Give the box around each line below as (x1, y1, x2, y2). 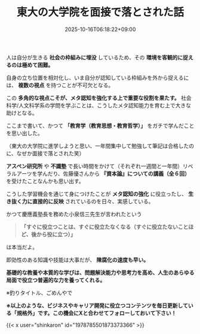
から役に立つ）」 (36, 230, 76, 237)
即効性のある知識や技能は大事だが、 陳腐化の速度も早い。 (6, 256, 149, 263)
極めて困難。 (21, 61, 54, 68)
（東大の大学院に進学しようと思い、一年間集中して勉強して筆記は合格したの (6, 142, 195, 149)
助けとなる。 (6, 109, 38, 116)
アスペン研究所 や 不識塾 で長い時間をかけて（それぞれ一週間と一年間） (6, 163, 183, 170)
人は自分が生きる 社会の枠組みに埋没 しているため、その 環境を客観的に (6, 53, 183, 61)
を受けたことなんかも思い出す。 (6, 177, 85, 185)
